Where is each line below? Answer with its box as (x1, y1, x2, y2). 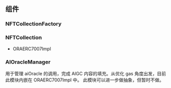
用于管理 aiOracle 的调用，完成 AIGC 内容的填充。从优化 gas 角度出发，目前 (5, 70, 166, 76)
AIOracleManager (5, 58, 51, 65)
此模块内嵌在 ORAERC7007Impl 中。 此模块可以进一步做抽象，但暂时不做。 (5, 77, 164, 83)
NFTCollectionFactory (5, 20, 62, 27)
